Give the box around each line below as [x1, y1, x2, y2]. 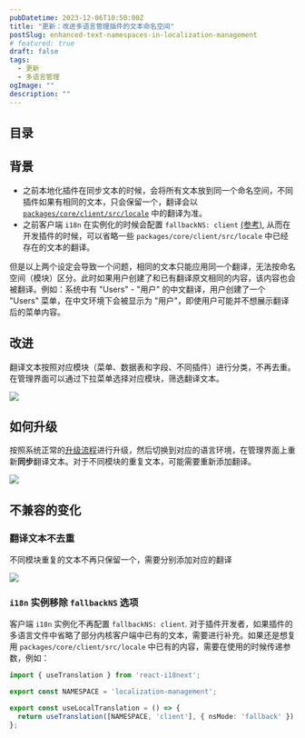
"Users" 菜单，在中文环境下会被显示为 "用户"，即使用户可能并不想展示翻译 [9, 294, 290, 305]
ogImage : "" [9, 81, 54, 90]
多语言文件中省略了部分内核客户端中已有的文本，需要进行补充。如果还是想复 [9, 630, 296, 641]
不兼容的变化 [9, 502, 82, 518]
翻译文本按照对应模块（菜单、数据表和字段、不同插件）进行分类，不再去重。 [9, 361, 296, 373]
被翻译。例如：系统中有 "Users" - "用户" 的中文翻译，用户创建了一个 [9, 284, 266, 294]
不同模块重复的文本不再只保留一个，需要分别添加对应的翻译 [9, 554, 232, 565]
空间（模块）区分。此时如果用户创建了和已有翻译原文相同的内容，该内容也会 [9, 272, 296, 283]
